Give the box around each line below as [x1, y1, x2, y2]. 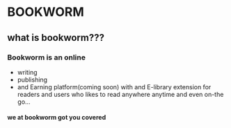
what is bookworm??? [7, 32, 104, 44]
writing [17, 68, 38, 76]
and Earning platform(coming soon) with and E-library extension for [17, 82, 212, 91]
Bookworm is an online [7, 53, 86, 62]
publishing [17, 75, 47, 84]
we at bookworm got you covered [7, 113, 106, 122]
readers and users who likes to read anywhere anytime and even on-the [17, 90, 224, 98]
